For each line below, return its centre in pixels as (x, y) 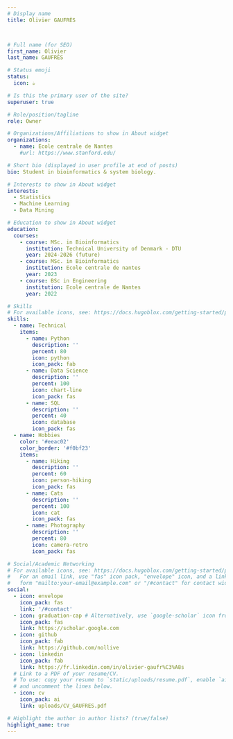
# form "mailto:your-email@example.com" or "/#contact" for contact (111, 584)
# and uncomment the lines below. (63, 687)
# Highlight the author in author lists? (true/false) (88, 718)
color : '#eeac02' (45, 441)
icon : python (51, 358)
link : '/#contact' (46, 609)
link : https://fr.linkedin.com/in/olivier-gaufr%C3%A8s (102, 667)
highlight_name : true (38, 725)
